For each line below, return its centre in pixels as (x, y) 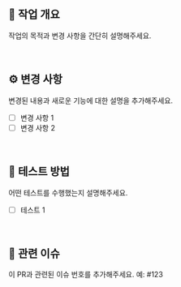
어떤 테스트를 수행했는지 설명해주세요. (68, 192)
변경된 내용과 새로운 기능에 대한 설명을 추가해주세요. (90, 101)
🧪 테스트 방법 (39, 171)
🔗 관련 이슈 (34, 254)
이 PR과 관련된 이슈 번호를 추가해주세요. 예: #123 (86, 275)
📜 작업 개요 (34, 15)
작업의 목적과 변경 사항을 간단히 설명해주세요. (80, 36)
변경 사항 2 (37, 127)
